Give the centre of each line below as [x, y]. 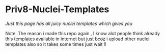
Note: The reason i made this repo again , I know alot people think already [83, 33]
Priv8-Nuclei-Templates [57, 9]
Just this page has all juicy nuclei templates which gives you [69, 23]
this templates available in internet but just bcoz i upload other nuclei [77, 39]
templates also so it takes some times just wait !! [56, 44]
